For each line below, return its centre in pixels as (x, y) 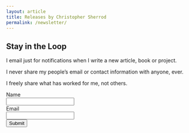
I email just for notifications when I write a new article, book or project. (92, 61)
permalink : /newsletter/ (37, 22)
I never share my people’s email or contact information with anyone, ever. (95, 72)
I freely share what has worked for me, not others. (67, 84)
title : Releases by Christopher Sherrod (57, 17)
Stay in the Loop (36, 46)
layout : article (26, 11)
